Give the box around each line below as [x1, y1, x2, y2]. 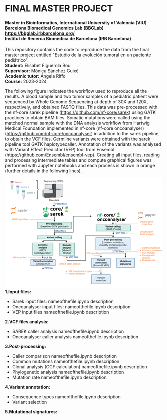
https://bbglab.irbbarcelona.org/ [5, 30, 75, 36]
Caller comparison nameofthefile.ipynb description [12, 353, 117, 359]
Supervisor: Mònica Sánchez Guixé [5, 68, 79, 74]
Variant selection [12, 399, 47, 405]
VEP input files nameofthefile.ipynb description [12, 309, 109, 315]
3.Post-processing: [5, 343, 46, 349]
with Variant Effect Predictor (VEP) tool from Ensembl [5, 147, 115, 153]
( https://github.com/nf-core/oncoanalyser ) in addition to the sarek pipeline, [5, 131, 160, 137]
